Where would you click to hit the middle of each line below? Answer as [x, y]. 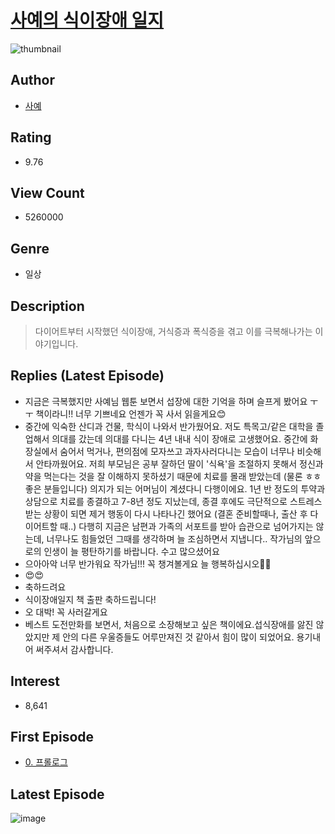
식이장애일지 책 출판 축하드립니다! [90, 599]
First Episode [52, 737]
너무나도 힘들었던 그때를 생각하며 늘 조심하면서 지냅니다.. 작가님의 [174, 538]
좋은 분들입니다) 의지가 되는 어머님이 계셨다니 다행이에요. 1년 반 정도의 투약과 [175, 488]
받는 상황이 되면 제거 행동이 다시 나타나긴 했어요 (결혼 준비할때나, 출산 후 [166, 513]
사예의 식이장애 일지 [87, 20]
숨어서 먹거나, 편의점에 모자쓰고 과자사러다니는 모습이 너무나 [177, 451]
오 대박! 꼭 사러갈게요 [66, 612]
